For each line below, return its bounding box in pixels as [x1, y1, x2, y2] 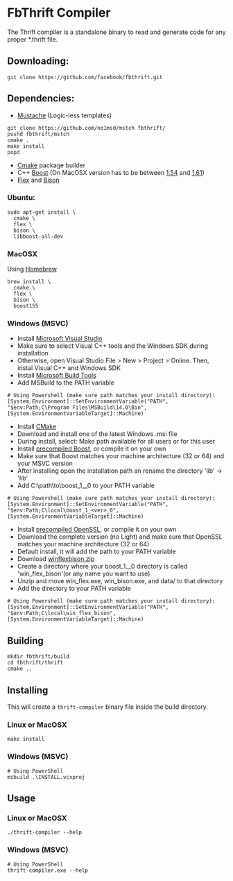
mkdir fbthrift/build [7, 653, 70, 660]
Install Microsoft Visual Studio [17, 335, 103, 343]
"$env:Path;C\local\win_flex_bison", [7, 610, 116, 617]
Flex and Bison [17, 176, 60, 184]
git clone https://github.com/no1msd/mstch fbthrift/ [7, 124, 166, 131]
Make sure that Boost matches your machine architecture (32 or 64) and [17, 452, 225, 460]
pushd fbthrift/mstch [7, 131, 70, 137]
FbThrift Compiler [7, 5, 111, 21]
